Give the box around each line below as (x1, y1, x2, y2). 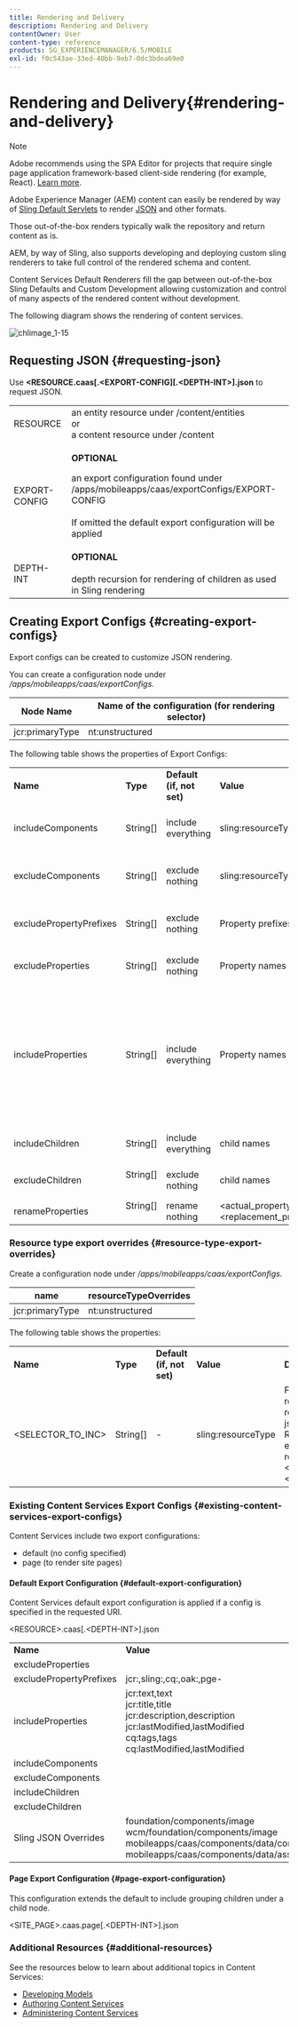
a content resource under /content (71, 428, 215, 441)
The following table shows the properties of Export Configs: (9, 748, 228, 759)
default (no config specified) (21, 1548, 127, 1559)
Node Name (20, 705, 73, 717)
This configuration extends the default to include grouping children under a (9, 1893, 284, 1903)
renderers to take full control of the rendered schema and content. (9, 257, 252, 267)
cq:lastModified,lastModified (125, 1743, 245, 1755)
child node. (9, 1903, 51, 1913)
